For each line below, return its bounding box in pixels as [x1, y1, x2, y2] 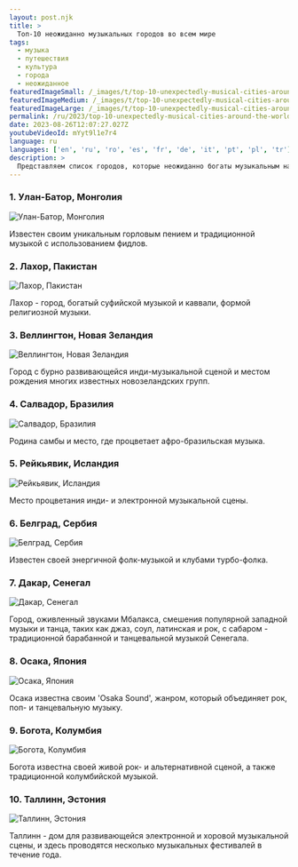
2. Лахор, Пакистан [9, 259, 98, 272]
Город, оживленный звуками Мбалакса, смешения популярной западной [9, 614, 288, 624]
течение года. [9, 849, 62, 860]
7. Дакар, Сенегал [9, 577, 91, 589]
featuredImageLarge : [9, 104, 86, 113]
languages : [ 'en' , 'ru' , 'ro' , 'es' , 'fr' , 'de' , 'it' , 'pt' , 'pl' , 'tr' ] [9, 145, 292, 154]
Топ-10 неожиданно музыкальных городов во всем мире [17, 29, 216, 38]
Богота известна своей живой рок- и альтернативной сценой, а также [9, 761, 276, 773]
